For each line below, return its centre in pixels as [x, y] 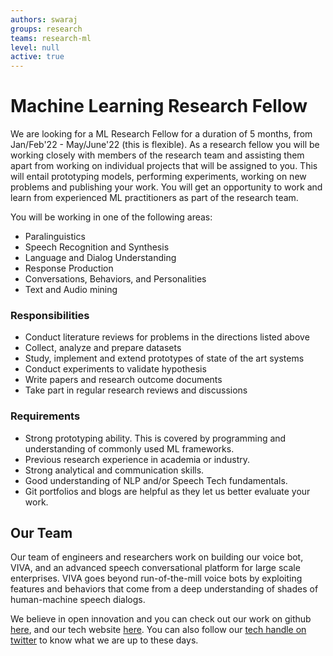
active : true [37, 57]
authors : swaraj [44, 19]
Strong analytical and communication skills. [114, 470]
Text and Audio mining [71, 290]
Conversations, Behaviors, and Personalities [115, 279]
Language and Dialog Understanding [100, 258]
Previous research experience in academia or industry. [137, 459]
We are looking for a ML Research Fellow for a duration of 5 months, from [161, 134]
